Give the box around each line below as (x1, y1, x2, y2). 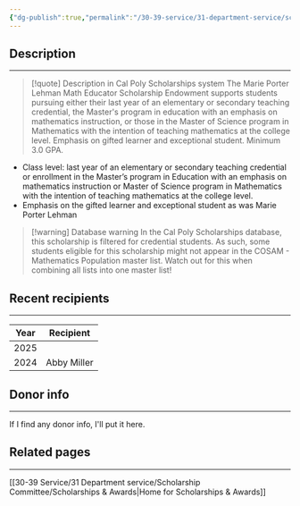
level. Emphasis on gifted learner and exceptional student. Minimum (30, 135, 281, 146)
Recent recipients (9, 291, 110, 306)
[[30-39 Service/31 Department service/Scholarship (9, 476, 201, 487)
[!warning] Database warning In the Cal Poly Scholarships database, (30, 227, 283, 238)
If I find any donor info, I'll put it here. (9, 419, 146, 430)
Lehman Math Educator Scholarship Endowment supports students (30, 88, 279, 98)
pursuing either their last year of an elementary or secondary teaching (30, 97, 290, 108)
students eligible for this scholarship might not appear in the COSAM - (30, 246, 290, 257)
